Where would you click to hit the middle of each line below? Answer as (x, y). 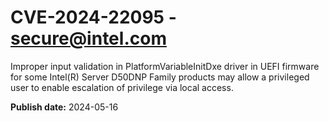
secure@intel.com (88, 38)
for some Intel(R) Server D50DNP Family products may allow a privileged (160, 77)
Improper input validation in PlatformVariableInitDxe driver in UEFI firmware (165, 66)
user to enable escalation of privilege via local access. (122, 87)
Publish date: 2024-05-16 (64, 107)
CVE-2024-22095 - (93, 17)
